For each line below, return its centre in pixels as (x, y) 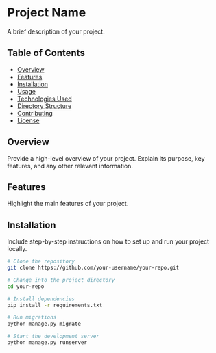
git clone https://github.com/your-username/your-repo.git (93, 268)
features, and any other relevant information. (70, 166)
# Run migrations (32, 317)
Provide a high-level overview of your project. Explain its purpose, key (106, 158)
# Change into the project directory (61, 280)
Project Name (47, 13)
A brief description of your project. (56, 31)
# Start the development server (53, 337)
